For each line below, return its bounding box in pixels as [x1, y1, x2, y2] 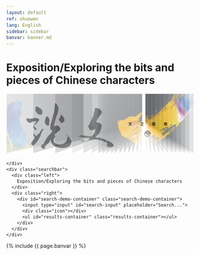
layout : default [6, 10, 46, 15]
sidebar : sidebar [6, 29, 49, 34]
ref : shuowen [6, 15, 39, 22]
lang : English [6, 22, 42, 28]
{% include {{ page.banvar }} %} [6, 242, 86, 249]
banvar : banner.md [6, 34, 52, 41]
